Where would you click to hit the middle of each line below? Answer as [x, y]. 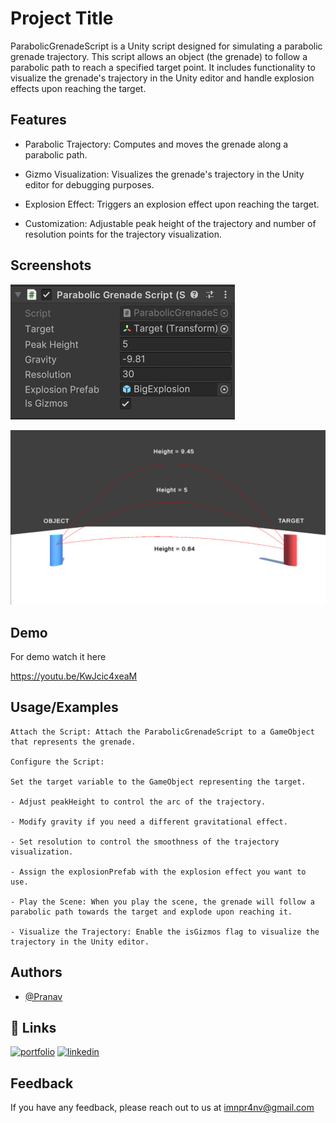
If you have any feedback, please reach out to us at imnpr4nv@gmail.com [162, 1108]
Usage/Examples [64, 707]
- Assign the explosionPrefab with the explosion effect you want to [158, 872]
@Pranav [43, 996]
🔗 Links [33, 1027]
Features [38, 120]
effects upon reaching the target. [78, 88]
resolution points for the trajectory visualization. [123, 234]
